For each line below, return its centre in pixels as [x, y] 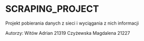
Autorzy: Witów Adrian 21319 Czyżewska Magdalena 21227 [68, 33]
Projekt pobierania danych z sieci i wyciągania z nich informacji [72, 23]
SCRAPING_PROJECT [52, 9]
